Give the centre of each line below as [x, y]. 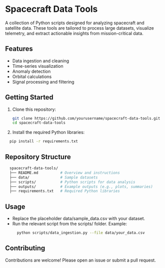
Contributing [25, 248]
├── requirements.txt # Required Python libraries [65, 191]
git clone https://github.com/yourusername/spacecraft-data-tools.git [86, 118]
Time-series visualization [38, 66]
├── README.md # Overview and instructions [65, 173]
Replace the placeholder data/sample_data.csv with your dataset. [79, 219]
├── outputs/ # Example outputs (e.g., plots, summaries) [81, 186]
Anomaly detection [31, 71]
